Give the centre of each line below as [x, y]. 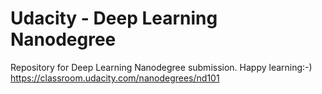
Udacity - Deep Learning [114, 18]
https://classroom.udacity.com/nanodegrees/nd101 [115, 78]
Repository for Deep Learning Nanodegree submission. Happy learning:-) [161, 67]
